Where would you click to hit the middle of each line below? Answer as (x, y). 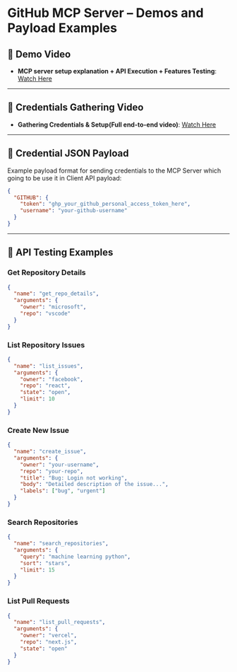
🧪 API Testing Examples (60, 253)
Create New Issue (38, 430)
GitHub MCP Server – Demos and (105, 13)
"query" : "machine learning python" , (75, 557)
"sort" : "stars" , (45, 563)
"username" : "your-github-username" (74, 211)
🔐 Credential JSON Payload (68, 153)
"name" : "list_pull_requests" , (60, 622)
